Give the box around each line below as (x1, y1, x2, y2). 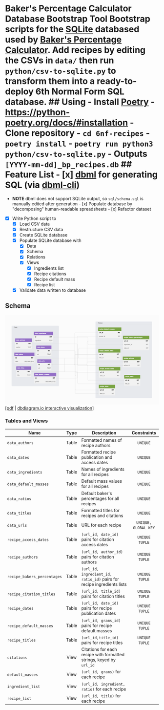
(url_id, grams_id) (81, 618, 121, 623)
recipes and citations (81, 513, 123, 518)
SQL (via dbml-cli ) (5, 179, 80, 191)
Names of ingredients (81, 466, 124, 472)
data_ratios (7, 496, 32, 501)
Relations (26, 254, 45, 260)
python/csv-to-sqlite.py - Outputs (5, 149, 147, 159)
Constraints (131, 430, 156, 436)
